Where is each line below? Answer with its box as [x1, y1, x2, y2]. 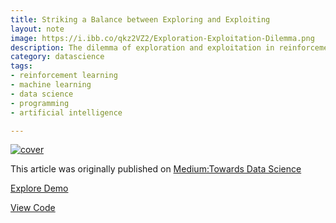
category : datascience [10, 52, 105, 62]
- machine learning [10, 80, 92, 90]
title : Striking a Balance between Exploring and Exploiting [10, 14, 271, 25]
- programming [10, 98, 70, 108]
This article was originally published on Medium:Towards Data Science [10, 163, 302, 175]
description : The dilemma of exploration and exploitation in [10, 42, 275, 53]
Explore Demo [10, 182, 69, 195]
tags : [10, 61, 33, 71]
